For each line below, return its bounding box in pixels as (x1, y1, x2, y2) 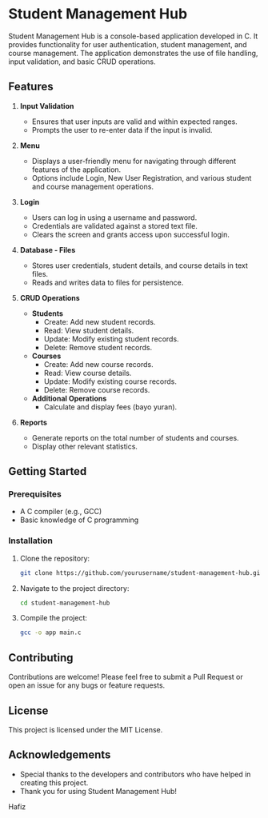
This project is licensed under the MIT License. (8, 724, 163, 734)
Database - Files (19, 245, 76, 254)
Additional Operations (31, 393, 107, 403)
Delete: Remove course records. (43, 385, 150, 394)
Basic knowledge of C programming (19, 515, 139, 525)
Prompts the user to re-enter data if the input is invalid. (31, 125, 213, 134)
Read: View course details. (43, 368, 132, 377)
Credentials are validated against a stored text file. (31, 221, 198, 230)
